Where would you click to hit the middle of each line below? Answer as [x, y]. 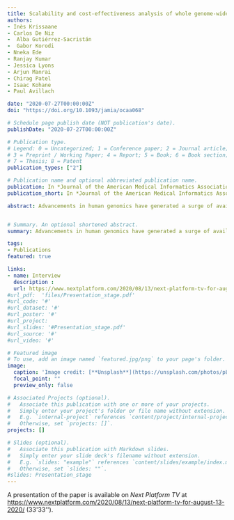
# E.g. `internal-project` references [67, 417]
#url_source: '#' [32, 334]
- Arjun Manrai [29, 72]
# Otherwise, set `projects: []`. [60, 424]
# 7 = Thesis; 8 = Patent [45, 161]
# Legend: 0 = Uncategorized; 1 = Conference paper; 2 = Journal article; [118, 148]
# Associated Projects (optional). [59, 397]
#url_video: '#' [31, 340]
